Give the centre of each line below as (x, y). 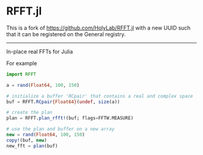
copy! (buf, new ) (27, 140)
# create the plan (29, 113)
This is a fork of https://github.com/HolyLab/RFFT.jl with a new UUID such (98, 28)
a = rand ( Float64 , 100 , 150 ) (43, 85)
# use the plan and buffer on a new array (60, 129)
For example (22, 63)
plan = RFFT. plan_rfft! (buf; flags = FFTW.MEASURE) (70, 118)
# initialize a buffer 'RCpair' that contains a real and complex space (100, 96)
